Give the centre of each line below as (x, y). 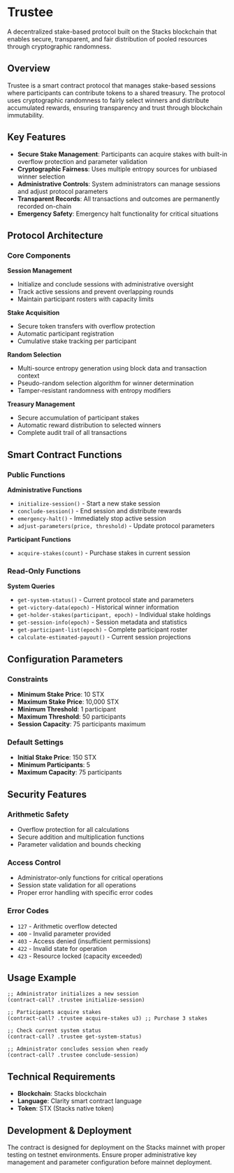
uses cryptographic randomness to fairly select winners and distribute (108, 100)
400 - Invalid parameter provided (64, 933)
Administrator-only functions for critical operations (90, 878)
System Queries (31, 586)
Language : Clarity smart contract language (79, 1101)
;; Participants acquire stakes (54, 1013)
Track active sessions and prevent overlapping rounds (95, 292)
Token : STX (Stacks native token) (66, 1109)
